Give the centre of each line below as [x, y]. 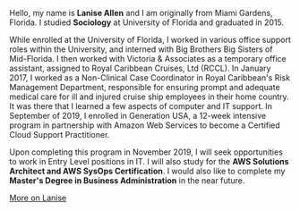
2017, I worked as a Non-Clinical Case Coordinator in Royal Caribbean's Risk [150, 78]
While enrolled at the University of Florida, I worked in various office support [150, 40]
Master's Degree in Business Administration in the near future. [127, 181]
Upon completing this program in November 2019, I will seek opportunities [146, 152]
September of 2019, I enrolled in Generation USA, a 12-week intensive [138, 116]
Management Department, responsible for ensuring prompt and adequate [145, 87]
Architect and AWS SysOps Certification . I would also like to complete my [147, 171]
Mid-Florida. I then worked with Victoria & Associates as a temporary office [148, 59]
